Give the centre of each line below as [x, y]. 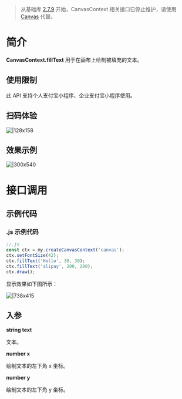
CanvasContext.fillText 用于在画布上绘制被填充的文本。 [74, 60]
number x [18, 354]
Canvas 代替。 [38, 16]
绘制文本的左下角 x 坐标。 [37, 366]
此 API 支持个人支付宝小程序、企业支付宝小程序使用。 [71, 95]
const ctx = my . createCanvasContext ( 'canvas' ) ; [65, 250]
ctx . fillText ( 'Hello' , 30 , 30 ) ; [45, 261]
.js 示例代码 [23, 232]
